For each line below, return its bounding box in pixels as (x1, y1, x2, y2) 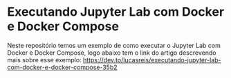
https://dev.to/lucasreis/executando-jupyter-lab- (82, 55, 221, 64)
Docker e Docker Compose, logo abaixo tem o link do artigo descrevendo (7, 49, 216, 57)
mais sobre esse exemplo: (7, 55, 82, 64)
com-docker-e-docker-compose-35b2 (7, 63, 118, 71)
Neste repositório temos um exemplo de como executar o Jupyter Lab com (7, 41, 221, 49)
